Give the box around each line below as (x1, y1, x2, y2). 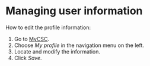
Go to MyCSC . (14, 35, 50, 42)
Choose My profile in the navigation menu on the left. (14, 42, 145, 49)
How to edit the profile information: (5, 24, 91, 31)
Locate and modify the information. (14, 48, 100, 55)
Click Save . (14, 54, 42, 61)
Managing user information (5, 4, 143, 18)
